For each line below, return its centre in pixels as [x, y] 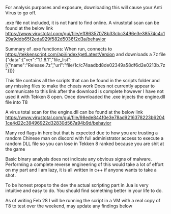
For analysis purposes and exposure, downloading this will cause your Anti [84, 7]
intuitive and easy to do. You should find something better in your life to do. [84, 191]
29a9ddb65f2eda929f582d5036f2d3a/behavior [55, 39]
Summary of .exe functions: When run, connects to [59, 49]
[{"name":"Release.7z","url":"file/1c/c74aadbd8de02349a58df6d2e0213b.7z [85, 65]
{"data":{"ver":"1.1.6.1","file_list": [39, 60]
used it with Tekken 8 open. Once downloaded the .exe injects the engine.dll [85, 97]
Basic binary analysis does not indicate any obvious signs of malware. [79, 159]
